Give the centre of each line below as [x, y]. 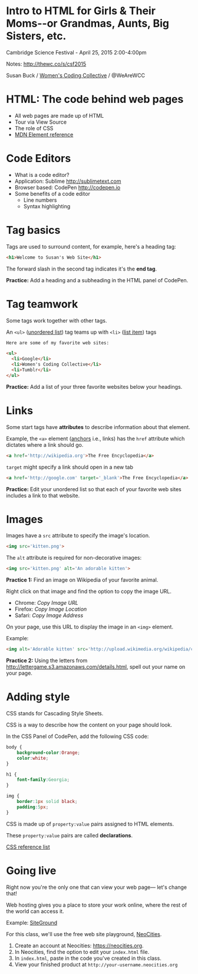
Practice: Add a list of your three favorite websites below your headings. [94, 386]
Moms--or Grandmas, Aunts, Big [88, 23]
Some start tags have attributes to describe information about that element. [98, 427]
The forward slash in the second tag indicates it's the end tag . [82, 269]
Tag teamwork [42, 304]
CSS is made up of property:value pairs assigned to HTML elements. [90, 824]
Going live [31, 870]
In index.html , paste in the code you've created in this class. [88, 958]
